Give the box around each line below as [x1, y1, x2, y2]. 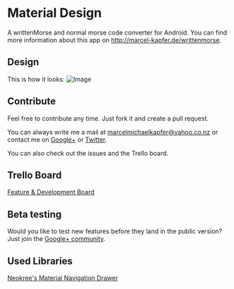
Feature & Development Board [7, 188, 95, 197]
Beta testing [7, 208, 62, 220]
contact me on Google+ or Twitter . [7, 135, 107, 144]
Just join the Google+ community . [7, 235, 106, 243]
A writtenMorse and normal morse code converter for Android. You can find [7, 28, 228, 37]
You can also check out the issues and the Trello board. [7, 149, 169, 157]
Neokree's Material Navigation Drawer [7, 273, 118, 282]
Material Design [7, 5, 102, 21]
